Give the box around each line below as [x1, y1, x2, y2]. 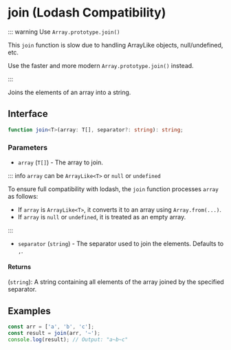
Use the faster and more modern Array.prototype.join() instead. [8, 61, 195, 69]
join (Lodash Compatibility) [8, 5, 166, 21]
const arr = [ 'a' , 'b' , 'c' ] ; [8, 323, 95, 330]
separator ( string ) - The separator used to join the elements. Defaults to [17, 239, 224, 248]
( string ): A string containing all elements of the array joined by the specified [8, 278, 224, 286]
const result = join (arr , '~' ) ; [8, 329, 100, 336]
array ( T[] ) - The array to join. [17, 158, 104, 166]
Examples [8, 305, 51, 317]
